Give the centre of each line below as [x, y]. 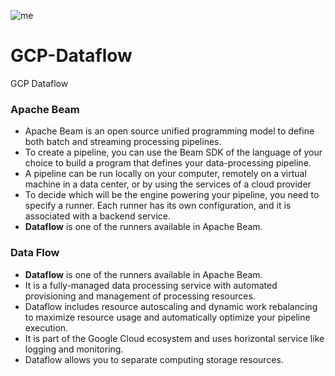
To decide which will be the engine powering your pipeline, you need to [172, 195]
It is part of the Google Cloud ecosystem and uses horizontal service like [174, 338]
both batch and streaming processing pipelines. [123, 142]
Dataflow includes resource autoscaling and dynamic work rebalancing [171, 306]
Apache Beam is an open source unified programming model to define [169, 131]
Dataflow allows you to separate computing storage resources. [154, 359]
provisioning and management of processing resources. [140, 296]
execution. [46, 327]
